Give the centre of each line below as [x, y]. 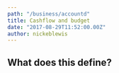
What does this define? [59, 62]
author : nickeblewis [38, 34]
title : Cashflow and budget [49, 21]
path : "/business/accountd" [49, 14]
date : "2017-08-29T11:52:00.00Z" [57, 27]
